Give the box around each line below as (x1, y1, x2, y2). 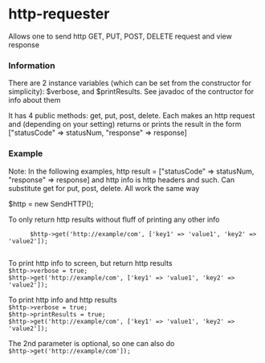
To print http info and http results (8, 295, 118, 304)
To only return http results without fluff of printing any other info (8, 214, 220, 224)
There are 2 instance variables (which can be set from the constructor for (8, 78, 251, 88)
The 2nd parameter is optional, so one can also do (8, 338, 175, 348)
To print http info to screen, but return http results (8, 258, 173, 267)
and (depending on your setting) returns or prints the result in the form (8, 120, 242, 129)
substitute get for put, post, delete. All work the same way (8, 183, 200, 193)
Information (8, 59, 55, 71)
